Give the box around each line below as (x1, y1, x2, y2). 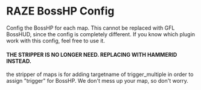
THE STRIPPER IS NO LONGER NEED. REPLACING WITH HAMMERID (6, 51, 177, 58)
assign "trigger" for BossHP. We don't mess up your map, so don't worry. (6, 77, 189, 85)
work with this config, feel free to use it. (6, 37, 106, 44)
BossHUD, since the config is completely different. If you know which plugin (6, 30, 195, 37)
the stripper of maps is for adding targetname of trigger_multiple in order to (6, 71, 194, 78)
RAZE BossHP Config (6, 4, 115, 18)
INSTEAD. (6, 57, 32, 65)
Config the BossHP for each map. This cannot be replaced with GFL (6, 24, 175, 31)
